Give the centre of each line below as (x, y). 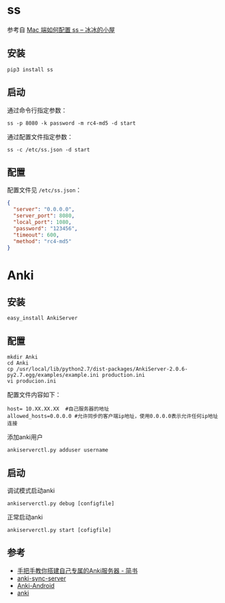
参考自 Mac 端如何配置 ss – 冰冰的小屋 (61, 29)
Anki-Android (36, 585)
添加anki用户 (25, 437)
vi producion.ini (32, 381)
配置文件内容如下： (34, 395)
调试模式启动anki (31, 491)
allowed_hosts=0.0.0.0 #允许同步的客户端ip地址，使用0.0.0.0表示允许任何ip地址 (113, 417)
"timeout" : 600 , (36, 235)
